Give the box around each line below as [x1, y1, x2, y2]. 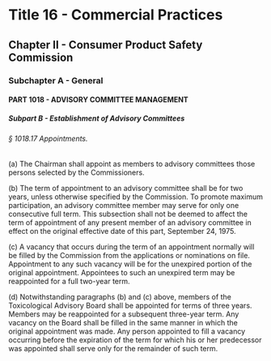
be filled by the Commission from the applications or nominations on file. [8, 250, 251, 260]
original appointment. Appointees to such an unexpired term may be [8, 267, 235, 277]
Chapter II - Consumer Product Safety [8, 38, 203, 52]
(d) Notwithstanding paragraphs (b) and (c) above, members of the [8, 291, 232, 301]
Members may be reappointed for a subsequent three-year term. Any [8, 309, 239, 319]
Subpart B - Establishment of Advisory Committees [8, 113, 185, 123]
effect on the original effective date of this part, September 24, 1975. [8, 226, 236, 236]
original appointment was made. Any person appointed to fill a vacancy [8, 326, 246, 336]
